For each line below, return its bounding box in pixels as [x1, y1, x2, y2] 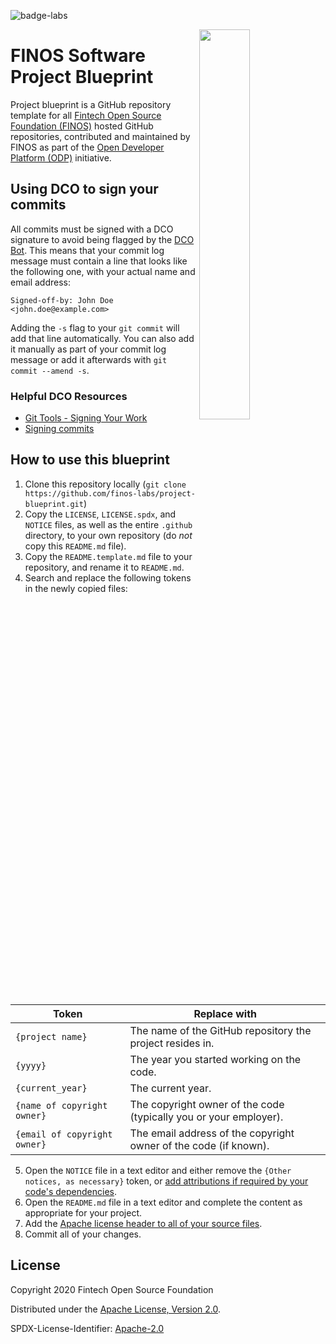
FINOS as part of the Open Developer [10, 141, 165, 153]
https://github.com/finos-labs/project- [24, 488, 196, 499]
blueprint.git [24, 499, 84, 509]
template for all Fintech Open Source [10, 109, 162, 121]
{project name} [15, 1031, 88, 1042]
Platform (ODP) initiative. [10, 151, 112, 164]
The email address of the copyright [129, 1126, 295, 1140]
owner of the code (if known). [129, 1139, 270, 1152]
